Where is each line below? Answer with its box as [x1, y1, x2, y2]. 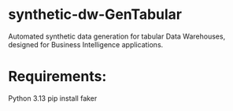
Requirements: [8, 68, 107, 86]
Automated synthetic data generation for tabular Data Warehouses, [8, 31, 226, 41]
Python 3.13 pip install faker [8, 93, 98, 103]
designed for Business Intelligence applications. [8, 39, 164, 49]
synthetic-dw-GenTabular [8, 6, 183, 24]
